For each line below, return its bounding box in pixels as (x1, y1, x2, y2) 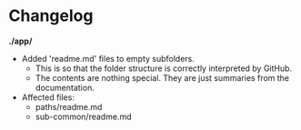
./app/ (8, 35, 33, 46)
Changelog (8, 5, 94, 26)
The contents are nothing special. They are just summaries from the (35, 72, 290, 83)
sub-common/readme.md (35, 111, 132, 122)
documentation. (35, 82, 95, 93)
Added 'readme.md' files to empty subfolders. (21, 53, 195, 64)
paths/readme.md (35, 101, 103, 112)
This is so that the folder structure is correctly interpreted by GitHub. (35, 63, 293, 74)
